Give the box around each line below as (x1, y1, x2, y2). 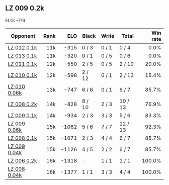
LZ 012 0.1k (8, 44, 37, 51)
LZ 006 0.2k (8, 157, 37, 164)
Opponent (11, 32, 36, 39)
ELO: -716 (5, 17, 26, 23)
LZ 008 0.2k (8, 101, 37, 108)
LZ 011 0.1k (8, 60, 37, 67)
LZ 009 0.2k (5, 4, 44, 13)
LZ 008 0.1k (8, 134, 37, 141)
